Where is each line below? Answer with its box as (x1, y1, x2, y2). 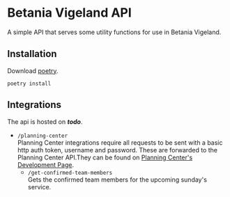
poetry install (7, 80, 52, 87)
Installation (7, 48, 57, 60)
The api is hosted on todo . (7, 117, 83, 126)
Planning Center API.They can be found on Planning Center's (17, 153, 193, 161)
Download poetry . (7, 66, 59, 74)
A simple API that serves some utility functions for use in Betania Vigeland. (7, 28, 222, 36)
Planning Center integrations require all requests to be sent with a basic (17, 138, 223, 147)
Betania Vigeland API (7, 5, 132, 21)
